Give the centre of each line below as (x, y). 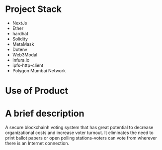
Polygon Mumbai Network (39, 70)
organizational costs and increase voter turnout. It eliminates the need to (80, 133)
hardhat (20, 33)
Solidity (20, 39)
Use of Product (37, 91)
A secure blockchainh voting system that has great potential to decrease (79, 128)
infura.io (21, 60)
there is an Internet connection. (37, 144)
